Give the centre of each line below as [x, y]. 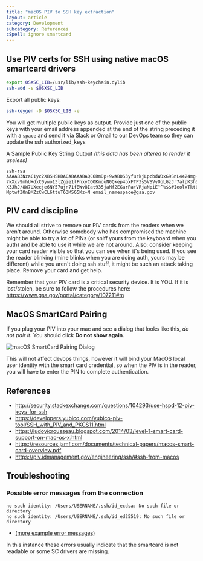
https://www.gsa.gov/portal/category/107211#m [65, 295]
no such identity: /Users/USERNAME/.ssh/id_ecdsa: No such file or [93, 506]
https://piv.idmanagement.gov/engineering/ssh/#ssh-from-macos [97, 457]
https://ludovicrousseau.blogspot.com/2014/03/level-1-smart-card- [99, 431]
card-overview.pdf [38, 450]
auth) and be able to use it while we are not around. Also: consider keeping [99, 245]
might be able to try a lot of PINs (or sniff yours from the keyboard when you [101, 238]
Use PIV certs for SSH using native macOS [88, 59]
